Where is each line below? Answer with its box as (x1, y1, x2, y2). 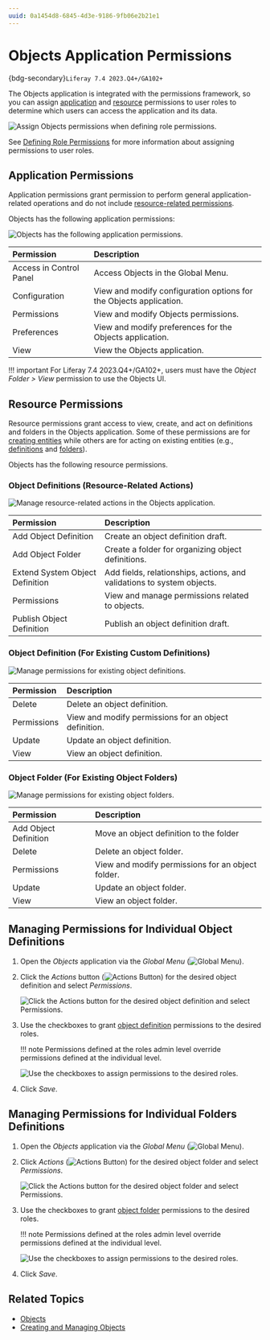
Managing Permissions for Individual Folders (8, 1108, 237, 1121)
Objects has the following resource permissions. (8, 460, 169, 470)
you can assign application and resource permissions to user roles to (8, 97, 237, 107)
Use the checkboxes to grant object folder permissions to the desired (19, 1205, 251, 1215)
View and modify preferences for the (93, 322, 233, 333)
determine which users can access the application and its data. (8, 105, 218, 115)
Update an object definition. (66, 734, 171, 746)
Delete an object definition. (66, 698, 169, 709)
